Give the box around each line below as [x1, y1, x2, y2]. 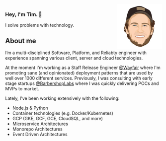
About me [5, 36, 36, 45]
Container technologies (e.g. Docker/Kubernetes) [12, 110, 113, 116]
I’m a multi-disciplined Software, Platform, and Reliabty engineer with [5, 50, 147, 56]
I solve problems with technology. [5, 22, 75, 28]
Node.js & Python [12, 105, 48, 111]
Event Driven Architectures [12, 132, 68, 138]
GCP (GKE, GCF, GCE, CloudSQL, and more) [12, 116, 103, 122]
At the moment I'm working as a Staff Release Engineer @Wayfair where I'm [5, 65, 161, 70]
